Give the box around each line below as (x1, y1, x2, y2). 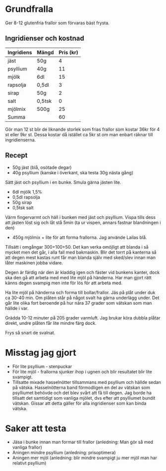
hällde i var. (5, 305, 29, 311)
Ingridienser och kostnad (5, 34, 84, 43)
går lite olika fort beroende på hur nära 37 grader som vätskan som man (5, 300, 152, 306)
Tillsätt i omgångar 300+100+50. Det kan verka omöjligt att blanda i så (5, 244, 149, 250)
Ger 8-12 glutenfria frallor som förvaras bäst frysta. (5, 20, 110, 26)
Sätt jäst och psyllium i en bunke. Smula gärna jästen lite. (5, 179, 121, 185)
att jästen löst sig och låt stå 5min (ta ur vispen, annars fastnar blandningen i (5, 219, 161, 225)
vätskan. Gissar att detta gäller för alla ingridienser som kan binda (12, 400, 147, 406)
